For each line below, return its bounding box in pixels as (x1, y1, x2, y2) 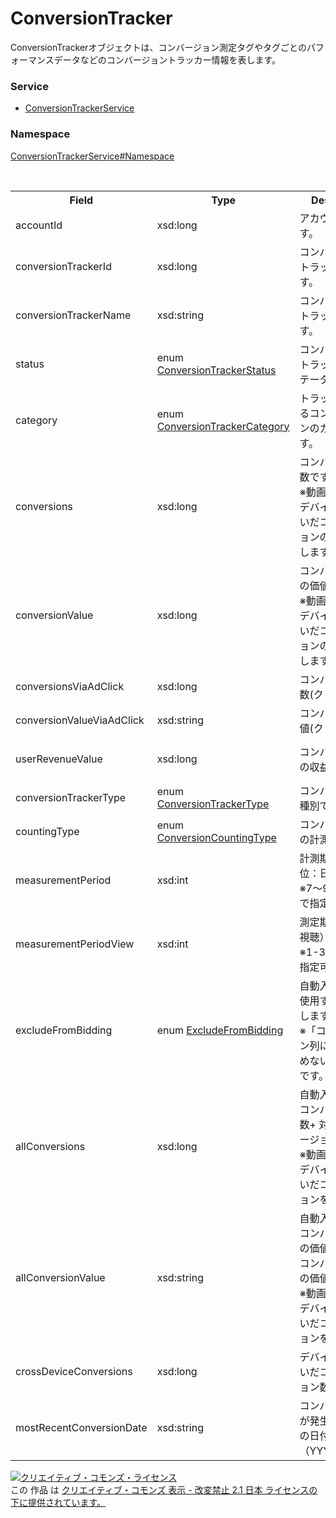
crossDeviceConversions (15, 1364, 133, 1378)
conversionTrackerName (15, 308, 132, 322)
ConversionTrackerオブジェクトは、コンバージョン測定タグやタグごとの (10, 41, 307, 53)
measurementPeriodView (15, 937, 135, 951)
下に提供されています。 (10, 1496, 107, 1508)
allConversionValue (15, 1270, 106, 1284)
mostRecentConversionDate (15, 1420, 148, 1434)
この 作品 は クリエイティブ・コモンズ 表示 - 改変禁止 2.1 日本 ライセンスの (10, 1483, 318, 1496)
